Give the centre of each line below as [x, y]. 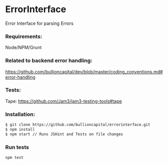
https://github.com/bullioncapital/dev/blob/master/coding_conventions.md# [84, 71]
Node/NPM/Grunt [24, 48]
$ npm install [20, 130]
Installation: [20, 114]
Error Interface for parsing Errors [39, 23]
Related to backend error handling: [49, 61]
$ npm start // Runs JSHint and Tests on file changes [64, 134]
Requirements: [24, 36]
